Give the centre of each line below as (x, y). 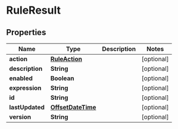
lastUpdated (27, 107)
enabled (21, 78)
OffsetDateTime (73, 107)
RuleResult (34, 10)
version (20, 117)
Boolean (62, 78)
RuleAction (66, 59)
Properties (26, 32)
